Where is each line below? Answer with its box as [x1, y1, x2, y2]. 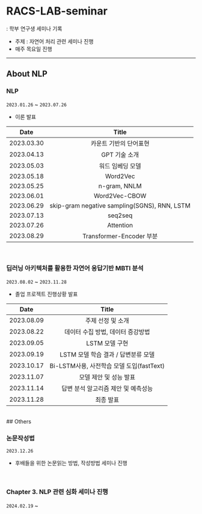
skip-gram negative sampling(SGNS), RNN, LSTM [49, 201, 191, 209]
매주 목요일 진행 [14, 45, 52, 52]
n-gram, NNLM [98, 182, 142, 190]
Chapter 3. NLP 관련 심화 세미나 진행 [6, 487, 108, 496]
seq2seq [107, 211, 133, 220]
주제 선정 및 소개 [85, 316, 129, 325]
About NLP [6, 69, 48, 79]
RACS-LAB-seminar [6, 4, 108, 18]
